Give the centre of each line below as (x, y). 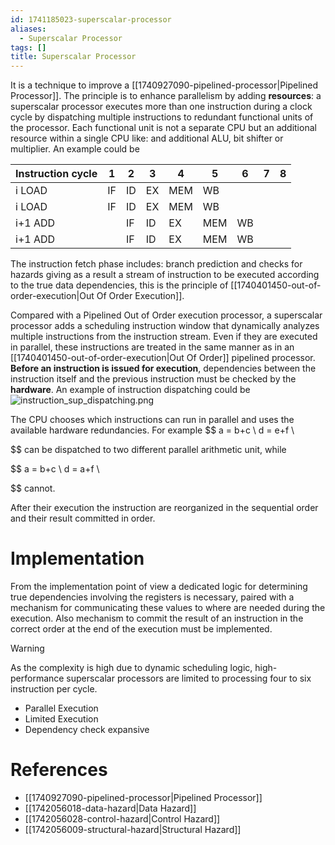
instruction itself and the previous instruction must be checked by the (153, 379)
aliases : (28, 29)
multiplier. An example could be (75, 149)
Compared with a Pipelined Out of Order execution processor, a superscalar (166, 315)
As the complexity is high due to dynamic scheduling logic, (131, 668)
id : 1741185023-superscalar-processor (91, 19)
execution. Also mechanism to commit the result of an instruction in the (157, 618)
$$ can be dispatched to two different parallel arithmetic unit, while (148, 450)
